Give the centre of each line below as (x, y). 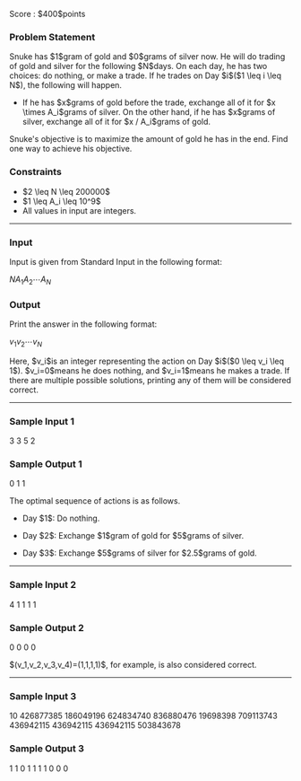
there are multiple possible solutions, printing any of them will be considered (150, 380)
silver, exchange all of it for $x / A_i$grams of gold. (116, 122)
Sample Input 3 (43, 696)
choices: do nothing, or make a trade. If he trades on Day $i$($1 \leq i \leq (146, 75)
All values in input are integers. (79, 210)
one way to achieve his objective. (71, 149)
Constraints (36, 172)
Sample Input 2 (43, 585)
